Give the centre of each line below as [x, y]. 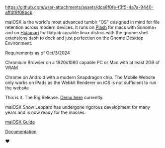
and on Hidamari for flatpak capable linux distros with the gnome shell [77, 33]
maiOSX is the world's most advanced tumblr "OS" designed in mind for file [82, 22]
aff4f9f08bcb [19, 12]
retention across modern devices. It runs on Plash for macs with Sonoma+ [81, 27]
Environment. [19, 43]
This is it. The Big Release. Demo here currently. [54, 97]
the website [17, 88]
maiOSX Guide [20, 122]
